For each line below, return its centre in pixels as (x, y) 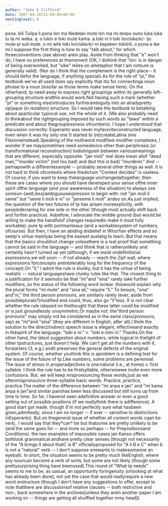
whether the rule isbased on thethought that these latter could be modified (82, 306)
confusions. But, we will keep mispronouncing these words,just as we (77, 375)
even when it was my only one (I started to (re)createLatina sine (71, 135)
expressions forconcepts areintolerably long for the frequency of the (76, 263)
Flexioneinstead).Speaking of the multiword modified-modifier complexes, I (83, 140)
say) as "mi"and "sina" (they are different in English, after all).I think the (78, 322)
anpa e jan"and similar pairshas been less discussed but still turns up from (82, 391)
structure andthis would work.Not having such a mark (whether (90, 97)
